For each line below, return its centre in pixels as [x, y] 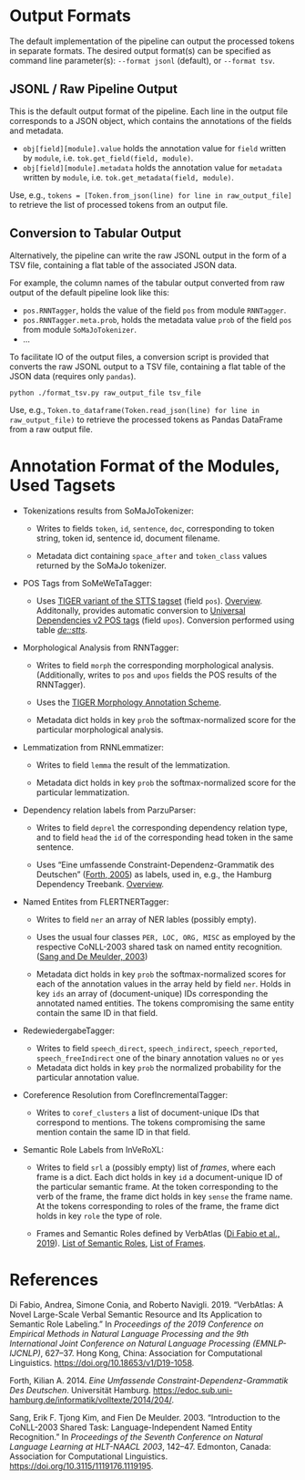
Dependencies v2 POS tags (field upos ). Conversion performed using [165, 620]
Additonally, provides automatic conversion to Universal [141, 610]
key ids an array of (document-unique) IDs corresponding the [152, 993]
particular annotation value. [87, 1077]
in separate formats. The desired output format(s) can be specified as [140, 50]
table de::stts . [62, 629]
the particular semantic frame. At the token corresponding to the [157, 1186]
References [54, 1280]
